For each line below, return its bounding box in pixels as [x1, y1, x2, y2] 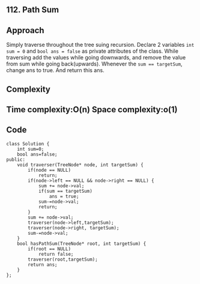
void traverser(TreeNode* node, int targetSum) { [17, 162, 144, 168]
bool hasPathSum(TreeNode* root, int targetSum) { [17, 240, 147, 247]
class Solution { [6, 140, 50, 147]
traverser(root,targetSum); [28, 256, 98, 262]
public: [6, 156, 26, 163]
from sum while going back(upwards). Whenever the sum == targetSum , [6, 60, 183, 68]
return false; [38, 251, 74, 257]
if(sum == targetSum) [38, 188, 93, 194]
